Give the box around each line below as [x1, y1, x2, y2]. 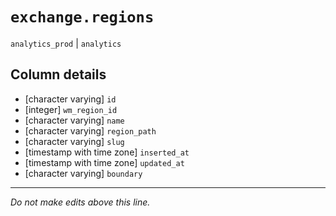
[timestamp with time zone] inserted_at [24, 146, 190, 158]
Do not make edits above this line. [10, 196, 151, 208]
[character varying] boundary [24, 167, 143, 179]
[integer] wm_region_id [24, 103, 118, 115]
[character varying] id [24, 93, 117, 105]
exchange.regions [10, 8, 155, 27]
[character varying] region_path [24, 124, 157, 137]
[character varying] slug [24, 135, 125, 147]
